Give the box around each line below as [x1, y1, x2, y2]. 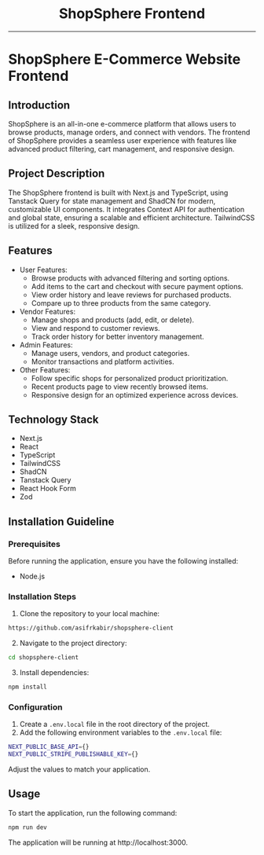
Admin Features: [19, 339, 73, 350]
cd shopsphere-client [8, 654, 79, 662]
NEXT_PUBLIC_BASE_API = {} [8, 743, 90, 751]
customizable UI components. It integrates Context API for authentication [8, 204, 245, 214]
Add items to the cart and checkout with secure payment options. [31, 281, 244, 291]
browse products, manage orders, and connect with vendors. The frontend [8, 127, 251, 137]
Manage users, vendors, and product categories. [31, 348, 190, 358]
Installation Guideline [8, 515, 115, 528]
